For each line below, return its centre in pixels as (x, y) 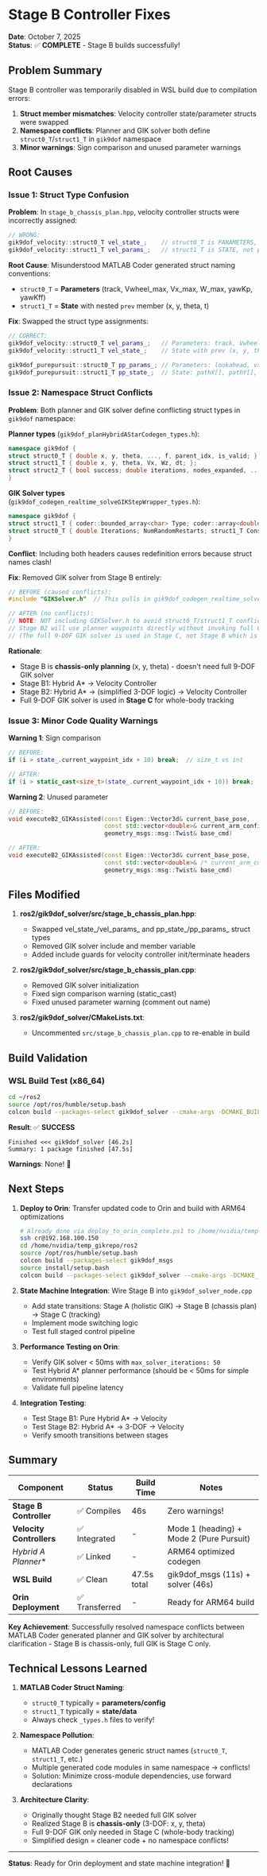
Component (41, 1487)
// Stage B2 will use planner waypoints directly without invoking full (131, 629)
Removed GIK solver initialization (85, 985)
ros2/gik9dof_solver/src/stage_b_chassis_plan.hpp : (108, 914)
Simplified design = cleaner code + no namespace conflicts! (130, 1840)
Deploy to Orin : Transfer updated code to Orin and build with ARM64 (133, 1208)
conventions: (29, 274)
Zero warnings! (195, 1510)
